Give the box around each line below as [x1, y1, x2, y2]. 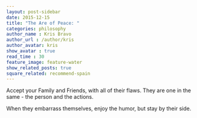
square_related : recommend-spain [6, 70, 91, 76]
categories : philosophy [6, 25, 66, 32]
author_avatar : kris [6, 43, 59, 49]
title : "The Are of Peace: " [6, 20, 80, 26]
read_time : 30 [6, 54, 45, 60]
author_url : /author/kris [6, 37, 74, 43]
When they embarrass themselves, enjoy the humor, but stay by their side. [6, 105, 192, 112]
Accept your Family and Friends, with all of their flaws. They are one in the [6, 87, 192, 94]
